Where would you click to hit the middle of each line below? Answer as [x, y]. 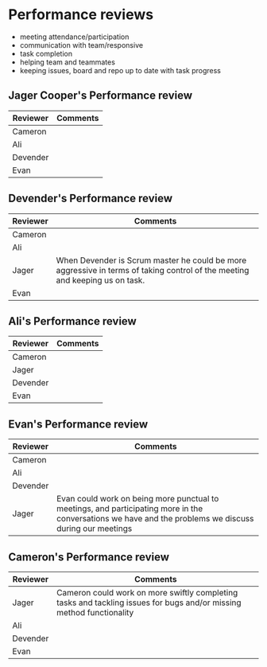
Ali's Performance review [72, 321]
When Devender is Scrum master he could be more [151, 260]
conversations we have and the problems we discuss [155, 519]
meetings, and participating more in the [130, 509]
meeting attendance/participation [74, 37]
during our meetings [95, 529]
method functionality [95, 612]
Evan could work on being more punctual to [138, 499]
